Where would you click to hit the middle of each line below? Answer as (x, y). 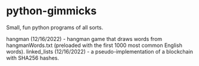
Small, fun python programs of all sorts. (55, 27)
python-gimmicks (52, 11)
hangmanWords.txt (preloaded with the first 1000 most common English (94, 45)
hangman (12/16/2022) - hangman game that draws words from (84, 39)
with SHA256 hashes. (33, 58)
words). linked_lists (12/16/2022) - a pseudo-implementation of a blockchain (100, 51)
